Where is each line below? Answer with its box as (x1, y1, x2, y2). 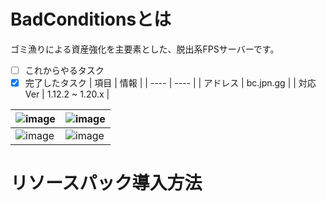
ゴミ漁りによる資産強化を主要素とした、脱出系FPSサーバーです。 (10, 43, 280, 55)
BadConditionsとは (10, 8, 172, 31)
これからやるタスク (24, 64, 105, 76)
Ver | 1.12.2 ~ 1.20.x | (24, 88, 110, 100)
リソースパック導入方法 (10, 172, 203, 195)
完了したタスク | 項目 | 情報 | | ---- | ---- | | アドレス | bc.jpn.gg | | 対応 (24, 77, 317, 89)
